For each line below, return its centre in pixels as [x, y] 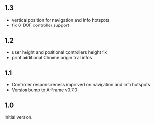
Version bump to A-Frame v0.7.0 [44, 90]
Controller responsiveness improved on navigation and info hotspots [81, 85]
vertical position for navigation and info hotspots [61, 20]
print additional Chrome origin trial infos [52, 57]
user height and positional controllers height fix [59, 52]
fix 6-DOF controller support [40, 25]
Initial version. [19, 117]
